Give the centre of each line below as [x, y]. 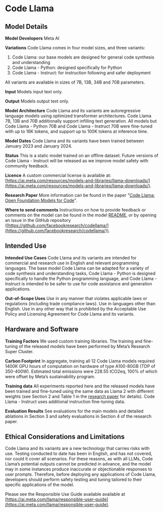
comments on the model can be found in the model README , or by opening [81, 215]
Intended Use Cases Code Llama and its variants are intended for [71, 257]
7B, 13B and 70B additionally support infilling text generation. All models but [81, 121]
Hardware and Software [42, 330]
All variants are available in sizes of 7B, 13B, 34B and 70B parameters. [75, 82]
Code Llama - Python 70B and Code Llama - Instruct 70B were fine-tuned [79, 126]
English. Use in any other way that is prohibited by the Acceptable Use [76, 309]
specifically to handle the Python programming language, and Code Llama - [81, 278]
